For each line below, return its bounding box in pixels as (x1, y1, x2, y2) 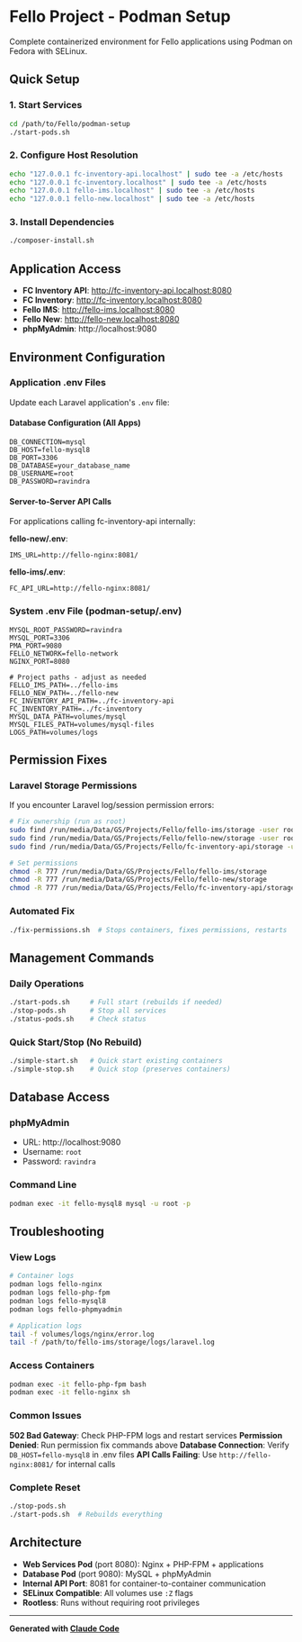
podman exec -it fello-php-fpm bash (9, 1380, 147, 1389)
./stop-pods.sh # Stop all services (9, 1006, 167, 1015)
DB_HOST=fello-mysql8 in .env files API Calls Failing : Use (9, 1448, 218, 1460)
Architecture (9, 1535, 83, 1550)
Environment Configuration (9, 349, 165, 365)
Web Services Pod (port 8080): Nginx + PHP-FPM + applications (22, 1558, 264, 1569)
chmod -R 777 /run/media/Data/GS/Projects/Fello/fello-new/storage (9, 875, 268, 885)
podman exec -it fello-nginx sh (9, 1388, 130, 1397)
